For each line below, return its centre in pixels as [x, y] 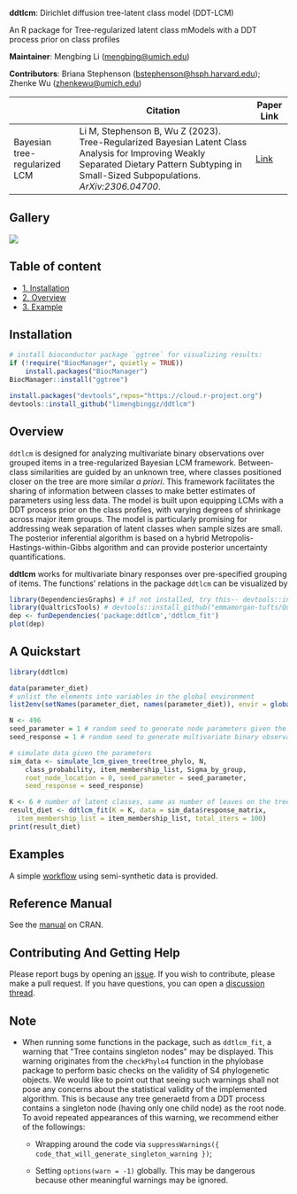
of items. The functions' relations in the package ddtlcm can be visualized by [148, 583]
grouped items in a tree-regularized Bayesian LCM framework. [123, 462]
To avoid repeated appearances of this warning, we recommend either [150, 1118]
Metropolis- [232, 538]
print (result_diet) [45, 827]
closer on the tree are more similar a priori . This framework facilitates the [142, 481]
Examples [37, 855]
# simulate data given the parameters [80, 753]
